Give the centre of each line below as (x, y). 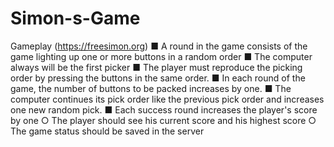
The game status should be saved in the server (107, 131)
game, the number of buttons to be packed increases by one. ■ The (151, 88)
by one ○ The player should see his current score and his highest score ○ (163, 120)
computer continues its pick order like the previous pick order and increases (167, 99)
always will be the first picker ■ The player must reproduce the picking (156, 67)
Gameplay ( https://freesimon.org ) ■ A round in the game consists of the (159, 46)
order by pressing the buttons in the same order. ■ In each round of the (158, 78)
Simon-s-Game (75, 18)
